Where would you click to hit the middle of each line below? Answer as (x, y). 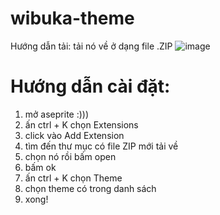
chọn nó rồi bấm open (70, 156)
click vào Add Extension (74, 135)
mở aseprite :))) (57, 114)
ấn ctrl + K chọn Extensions (81, 124)
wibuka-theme (72, 18)
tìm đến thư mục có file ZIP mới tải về (101, 146)
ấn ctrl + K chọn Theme (73, 178)
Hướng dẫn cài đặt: (90, 86)
